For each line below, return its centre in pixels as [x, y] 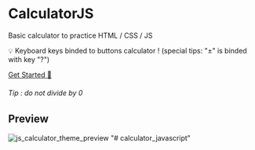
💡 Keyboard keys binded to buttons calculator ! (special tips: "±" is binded [127, 50]
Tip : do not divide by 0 [46, 93]
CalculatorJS [51, 14]
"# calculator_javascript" [150, 137]
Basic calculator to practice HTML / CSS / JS [80, 35]
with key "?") [29, 59]
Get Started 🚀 [30, 75]
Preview [29, 119]
